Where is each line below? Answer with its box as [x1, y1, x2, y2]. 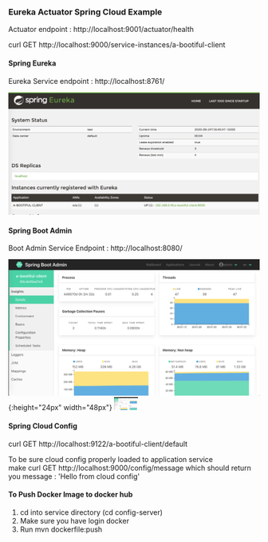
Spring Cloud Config [8, 421, 78, 431]
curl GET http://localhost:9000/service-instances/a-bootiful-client [8, 40, 226, 50]
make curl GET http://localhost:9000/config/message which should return [8, 463, 251, 472]
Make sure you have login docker [19, 516, 130, 525]
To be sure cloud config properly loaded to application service [8, 454, 214, 464]
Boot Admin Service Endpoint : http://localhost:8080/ [8, 243, 183, 253]
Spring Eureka [8, 58, 57, 68]
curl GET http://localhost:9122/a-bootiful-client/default [8, 439, 188, 448]
